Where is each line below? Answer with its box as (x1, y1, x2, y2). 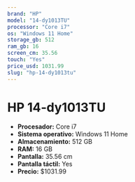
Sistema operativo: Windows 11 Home (17, 130, 128, 138)
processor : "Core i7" (7, 23, 71, 30)
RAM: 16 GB (17, 145, 53, 153)
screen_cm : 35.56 (7, 50, 58, 57)
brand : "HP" (7, 10, 42, 18)
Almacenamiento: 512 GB (17, 138, 93, 146)
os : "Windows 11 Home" (7, 30, 73, 37)
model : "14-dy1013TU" (7, 17, 71, 24)
